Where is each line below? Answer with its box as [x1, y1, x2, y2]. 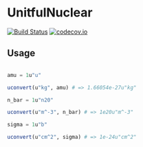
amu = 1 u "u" [7, 71, 41, 78]
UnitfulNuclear [7, 5, 93, 21]
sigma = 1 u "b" [7, 122, 48, 128]
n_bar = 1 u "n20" [7, 96, 54, 104]
